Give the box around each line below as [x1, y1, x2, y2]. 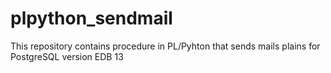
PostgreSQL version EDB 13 [10, 50, 124, 62]
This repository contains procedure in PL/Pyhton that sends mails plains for [10, 40, 321, 52]
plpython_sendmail [10, 7, 173, 30]
